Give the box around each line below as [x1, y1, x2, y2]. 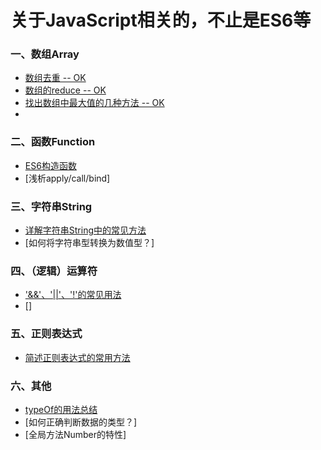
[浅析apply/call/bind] [24, 172, 111, 184]
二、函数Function [10, 135, 96, 149]
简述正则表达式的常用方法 [24, 351, 131, 363]
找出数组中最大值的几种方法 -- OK [24, 97, 165, 109]
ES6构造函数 [24, 159, 77, 171]
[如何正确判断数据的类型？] [24, 416, 138, 428]
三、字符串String [10, 199, 93, 213]
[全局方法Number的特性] [24, 428, 127, 440]
